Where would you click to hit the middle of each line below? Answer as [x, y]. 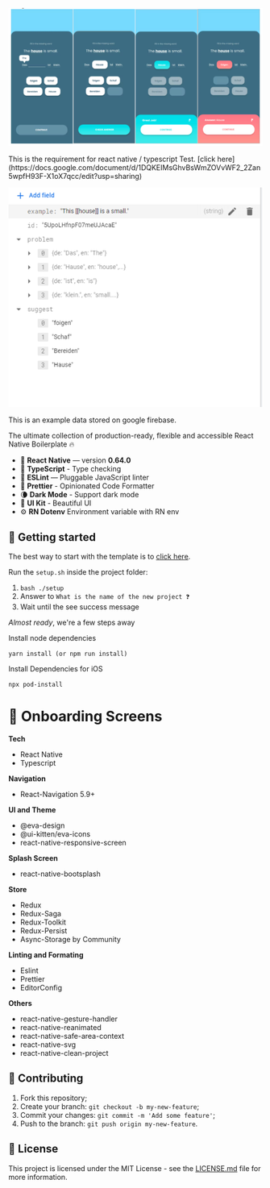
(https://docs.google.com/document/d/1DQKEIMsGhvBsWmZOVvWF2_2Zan [135, 167]
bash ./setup [42, 588]
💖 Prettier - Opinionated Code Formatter [87, 486]
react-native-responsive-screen [73, 842]
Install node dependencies [52, 638]
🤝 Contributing [46, 1079]
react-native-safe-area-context [72, 1036]
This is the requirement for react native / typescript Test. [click [112, 159]
